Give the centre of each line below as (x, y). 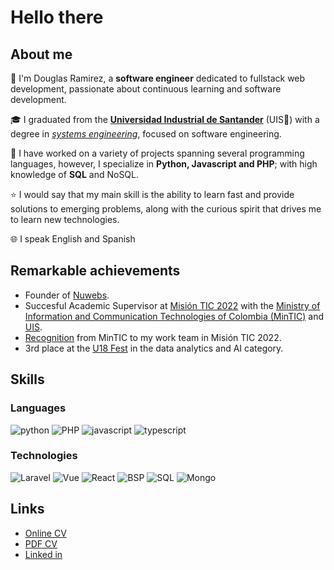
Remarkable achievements (95, 271)
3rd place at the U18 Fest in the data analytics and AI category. (154, 348)
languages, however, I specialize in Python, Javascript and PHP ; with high (164, 164)
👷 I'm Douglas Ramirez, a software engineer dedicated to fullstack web (158, 78)
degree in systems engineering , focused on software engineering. (146, 134)
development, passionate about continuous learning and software (146, 89)
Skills (27, 379)
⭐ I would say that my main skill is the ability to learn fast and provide (152, 194)
